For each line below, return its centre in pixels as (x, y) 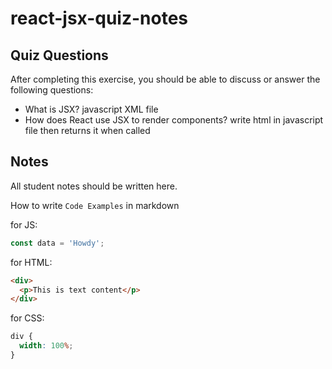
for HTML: (31, 262)
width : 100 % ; (46, 346)
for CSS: (27, 318)
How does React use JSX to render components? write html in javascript (174, 120)
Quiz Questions (59, 55)
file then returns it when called (87, 130)
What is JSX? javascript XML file (91, 109)
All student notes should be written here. (94, 186)
